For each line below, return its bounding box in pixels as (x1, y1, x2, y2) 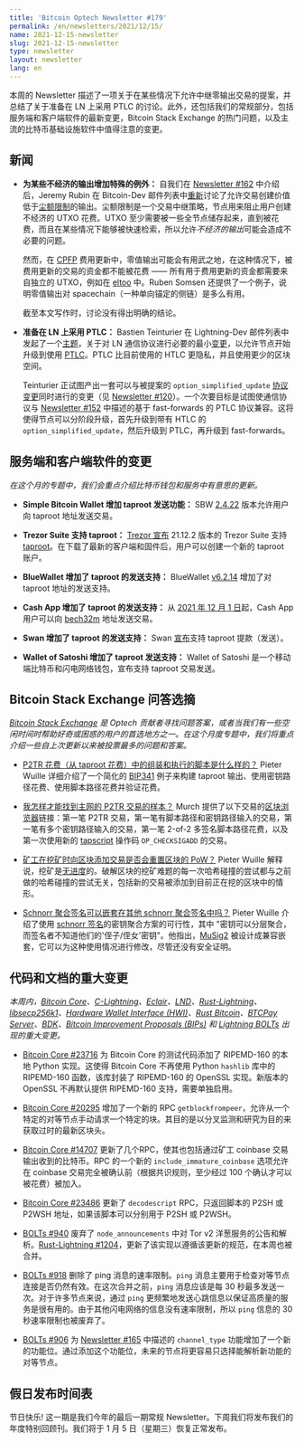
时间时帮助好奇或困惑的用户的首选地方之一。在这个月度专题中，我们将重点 (16, 729, 294, 740)
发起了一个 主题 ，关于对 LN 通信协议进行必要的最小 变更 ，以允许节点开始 (22, 337, 291, 348)
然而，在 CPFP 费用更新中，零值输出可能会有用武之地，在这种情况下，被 (22, 254, 293, 265)
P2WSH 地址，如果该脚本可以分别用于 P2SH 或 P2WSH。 (22, 1209, 236, 1219)
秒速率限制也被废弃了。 (22, 1315, 110, 1326)
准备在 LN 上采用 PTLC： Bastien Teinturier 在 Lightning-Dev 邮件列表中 (22, 327, 290, 337)
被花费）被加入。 (22, 1178, 87, 1190)
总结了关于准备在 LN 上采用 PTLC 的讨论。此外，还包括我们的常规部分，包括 (9, 100, 294, 111)
